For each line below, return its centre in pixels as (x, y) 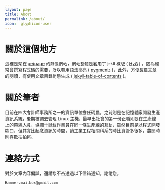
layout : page (18, 10)
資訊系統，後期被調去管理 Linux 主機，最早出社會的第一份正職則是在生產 (79, 119)
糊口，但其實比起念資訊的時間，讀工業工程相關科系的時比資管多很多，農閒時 (82, 131)
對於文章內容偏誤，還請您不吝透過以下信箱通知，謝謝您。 (63, 173)
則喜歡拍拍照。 (20, 137)
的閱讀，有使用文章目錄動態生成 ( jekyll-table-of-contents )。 (67, 76)
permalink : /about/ (25, 19)
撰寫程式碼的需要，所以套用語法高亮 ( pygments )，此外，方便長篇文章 (85, 70)
